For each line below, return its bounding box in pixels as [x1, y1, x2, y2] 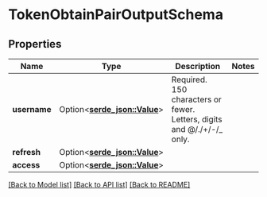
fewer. [171, 104, 195, 114]
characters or [171, 94, 222, 105]
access [12, 160, 41, 170]
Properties [8, 37, 62, 51]
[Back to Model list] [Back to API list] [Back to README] [8, 180, 191, 189]
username [12, 104, 52, 114]
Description [174, 61, 221, 71]
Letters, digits [171, 114, 222, 125]
